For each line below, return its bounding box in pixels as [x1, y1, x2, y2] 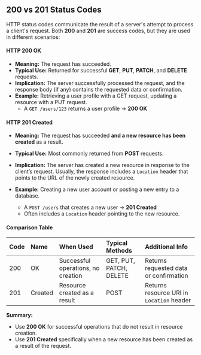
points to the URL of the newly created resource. [14, 174, 135, 181]
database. [14, 192, 40, 199]
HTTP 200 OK [6, 47, 42, 54]
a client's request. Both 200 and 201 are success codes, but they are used [6, 27, 190, 34]
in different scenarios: [6, 33, 60, 41]
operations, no [59, 264, 100, 272]
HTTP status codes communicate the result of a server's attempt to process [6, 20, 194, 28]
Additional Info [144, 242, 188, 251]
